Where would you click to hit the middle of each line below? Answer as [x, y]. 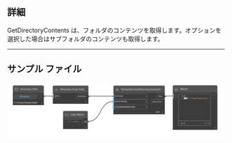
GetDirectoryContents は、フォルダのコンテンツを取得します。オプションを [115, 30]
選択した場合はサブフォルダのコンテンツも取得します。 [86, 38]
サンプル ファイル [45, 69]
